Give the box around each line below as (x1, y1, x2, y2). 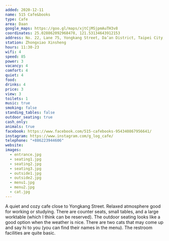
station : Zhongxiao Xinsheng (5, 40, 66, 45)
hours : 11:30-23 (5, 45, 39, 50)
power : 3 (5, 59, 24, 64)
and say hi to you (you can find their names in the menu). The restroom (5, 224, 152, 230)
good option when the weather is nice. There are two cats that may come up (5, 219, 163, 225)
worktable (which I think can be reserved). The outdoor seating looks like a (5, 214, 160, 220)
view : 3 (5, 91, 22, 96)
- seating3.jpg (10, 166, 42, 171)
